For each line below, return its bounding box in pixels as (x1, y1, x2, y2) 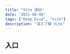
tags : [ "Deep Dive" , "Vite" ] (5, 16, 66, 21)
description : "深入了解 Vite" (5, 21, 65, 26)
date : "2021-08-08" (5, 12, 46, 17)
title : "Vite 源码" (5, 7, 44, 12)
